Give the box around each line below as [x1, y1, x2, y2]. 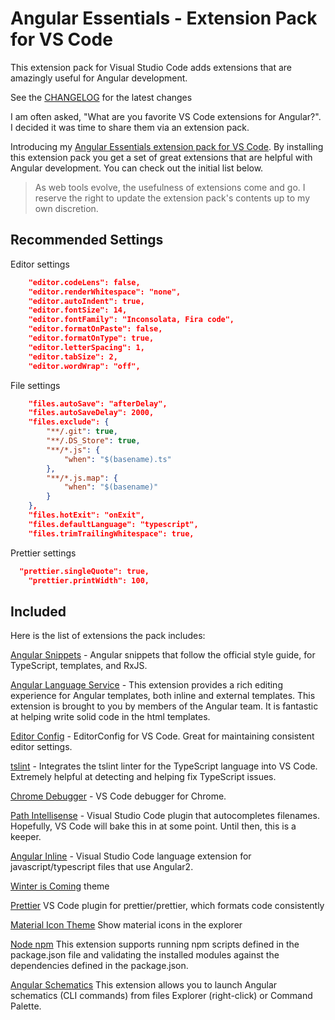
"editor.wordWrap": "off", [28, 361, 141, 371]
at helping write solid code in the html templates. [10, 711, 211, 723]
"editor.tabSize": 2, [28, 352, 118, 362]
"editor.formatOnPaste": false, [28, 324, 163, 334]
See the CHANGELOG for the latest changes [10, 91, 193, 103]
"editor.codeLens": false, [28, 277, 141, 287]
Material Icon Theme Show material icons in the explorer [10, 919, 243, 931]
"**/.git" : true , [46, 427, 118, 437]
